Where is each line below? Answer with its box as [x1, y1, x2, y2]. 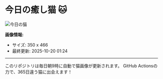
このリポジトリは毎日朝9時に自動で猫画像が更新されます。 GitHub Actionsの [5, 63, 158, 68]
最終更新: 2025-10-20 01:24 [12, 48, 68, 54]
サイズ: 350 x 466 [12, 42, 49, 47]
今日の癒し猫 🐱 [5, 4, 67, 16]
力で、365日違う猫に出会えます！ [5, 69, 73, 75]
